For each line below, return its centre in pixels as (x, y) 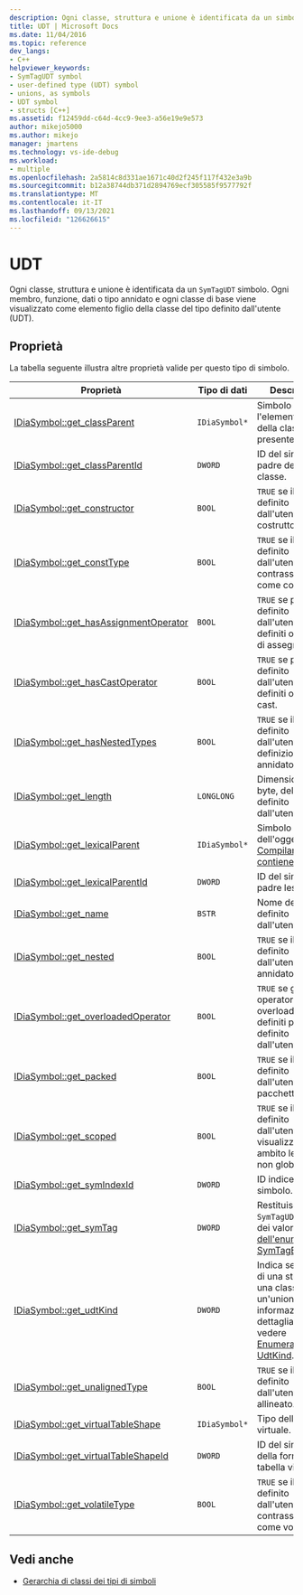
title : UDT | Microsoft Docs (64, 26)
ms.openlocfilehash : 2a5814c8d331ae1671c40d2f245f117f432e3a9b (131, 177)
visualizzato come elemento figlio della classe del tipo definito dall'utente (145, 308)
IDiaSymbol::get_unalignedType (81, 1387)
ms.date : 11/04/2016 (48, 34)
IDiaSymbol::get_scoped (65, 1137)
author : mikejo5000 (46, 127)
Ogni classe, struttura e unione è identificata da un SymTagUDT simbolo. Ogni (149, 289)
